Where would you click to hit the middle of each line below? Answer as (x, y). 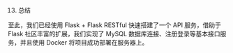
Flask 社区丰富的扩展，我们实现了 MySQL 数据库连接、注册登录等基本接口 (114, 34)
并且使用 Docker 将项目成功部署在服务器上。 (84, 43)
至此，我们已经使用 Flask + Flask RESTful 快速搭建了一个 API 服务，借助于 (115, 25)
